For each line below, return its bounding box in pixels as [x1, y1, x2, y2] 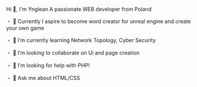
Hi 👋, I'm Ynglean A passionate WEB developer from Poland [6, 6, 152, 12]
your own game [6, 24, 45, 31]
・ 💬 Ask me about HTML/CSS [6, 75, 80, 81]
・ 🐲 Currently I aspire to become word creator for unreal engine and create [6, 18, 191, 25]
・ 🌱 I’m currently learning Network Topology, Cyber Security [6, 37, 156, 44]
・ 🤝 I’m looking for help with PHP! [6, 62, 90, 69]
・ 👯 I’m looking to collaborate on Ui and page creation [6, 49, 139, 56]
